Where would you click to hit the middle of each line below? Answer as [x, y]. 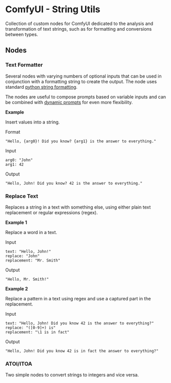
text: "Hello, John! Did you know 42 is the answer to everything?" [80, 323]
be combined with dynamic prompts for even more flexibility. [69, 102]
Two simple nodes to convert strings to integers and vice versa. [72, 375]
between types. [22, 34]
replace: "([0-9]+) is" [31, 327]
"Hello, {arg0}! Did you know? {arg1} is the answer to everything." [81, 141]
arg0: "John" [19, 160]
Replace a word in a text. [31, 232]
